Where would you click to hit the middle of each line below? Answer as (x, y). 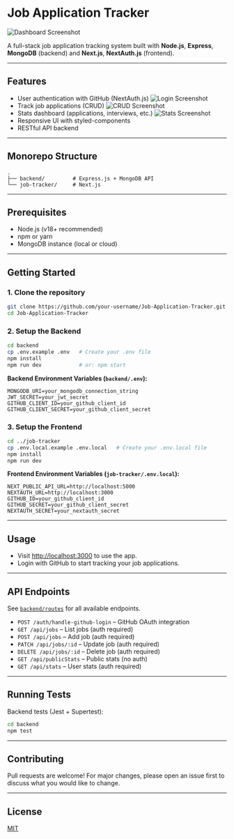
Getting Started (41, 272)
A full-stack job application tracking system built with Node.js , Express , (110, 45)
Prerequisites (37, 212)
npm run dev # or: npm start (67, 365)
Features (27, 82)
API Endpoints (39, 591)
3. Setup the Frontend (45, 426)
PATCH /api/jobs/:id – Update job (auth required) (88, 644)
